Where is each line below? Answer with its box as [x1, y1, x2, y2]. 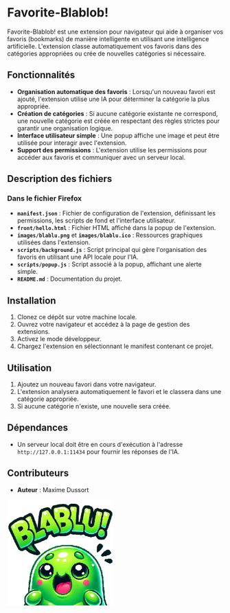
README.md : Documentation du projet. [16, 275, 122, 283]
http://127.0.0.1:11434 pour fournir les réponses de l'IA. [16, 448, 180, 456]
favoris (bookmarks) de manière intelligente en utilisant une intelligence [7, 34, 209, 43]
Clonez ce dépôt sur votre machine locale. [16, 313, 137, 321]
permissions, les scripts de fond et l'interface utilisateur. [16, 216, 176, 224]
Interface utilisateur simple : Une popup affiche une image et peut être [16, 131, 220, 139]
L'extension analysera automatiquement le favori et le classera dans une [16, 388, 222, 396]
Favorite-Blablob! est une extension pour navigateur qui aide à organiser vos [7, 27, 224, 36]
